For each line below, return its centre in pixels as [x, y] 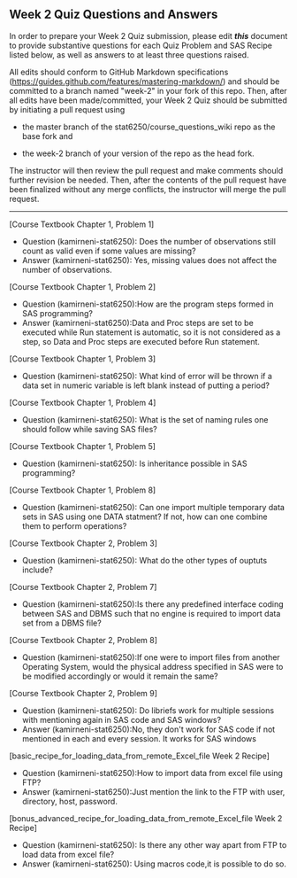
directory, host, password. [69, 801]
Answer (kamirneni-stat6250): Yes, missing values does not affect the [149, 260]
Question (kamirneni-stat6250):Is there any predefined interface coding [153, 604]
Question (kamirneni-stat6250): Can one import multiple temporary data [153, 507]
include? [38, 570]
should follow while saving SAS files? [89, 429]
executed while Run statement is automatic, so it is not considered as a [151, 332]
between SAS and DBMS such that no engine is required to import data [151, 613]
